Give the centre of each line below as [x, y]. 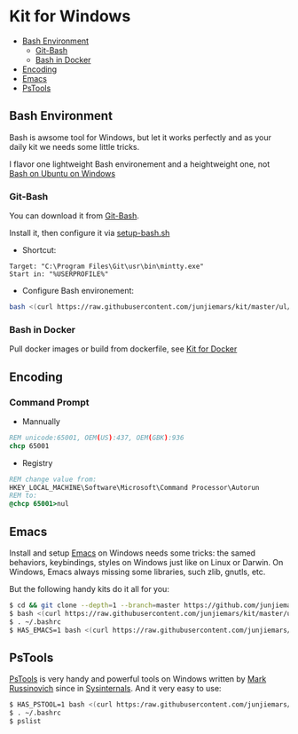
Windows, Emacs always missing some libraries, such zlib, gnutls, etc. [137, 572]
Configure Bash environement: [78, 291]
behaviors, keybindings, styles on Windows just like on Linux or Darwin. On [146, 562]
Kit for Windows [70, 16]
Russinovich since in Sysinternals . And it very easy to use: [115, 689]
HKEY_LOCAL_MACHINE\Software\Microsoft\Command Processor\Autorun [134, 487]
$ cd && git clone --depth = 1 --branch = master [94, 605]
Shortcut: [39, 250]
